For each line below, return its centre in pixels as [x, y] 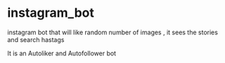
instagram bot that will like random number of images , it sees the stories [112, 32]
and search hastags [36, 39]
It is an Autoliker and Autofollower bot [62, 53]
